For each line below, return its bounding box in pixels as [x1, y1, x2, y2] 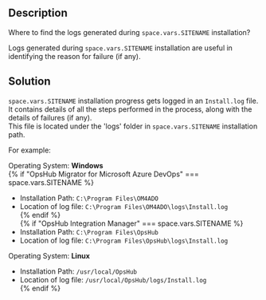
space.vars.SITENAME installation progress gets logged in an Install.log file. [8, 96, 259, 105]
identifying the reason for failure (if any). [8, 51, 141, 61]
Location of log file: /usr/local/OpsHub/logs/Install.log [19, 274, 207, 284]
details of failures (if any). [8, 112, 92, 122]
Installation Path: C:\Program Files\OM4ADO [19, 193, 159, 203]
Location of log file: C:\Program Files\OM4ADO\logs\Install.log [19, 201, 229, 211]
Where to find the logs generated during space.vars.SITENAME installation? [8, 27, 251, 37]
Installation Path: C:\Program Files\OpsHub [19, 227, 159, 236]
